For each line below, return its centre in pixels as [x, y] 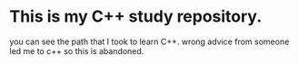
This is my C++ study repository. [136, 17]
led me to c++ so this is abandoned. [77, 50]
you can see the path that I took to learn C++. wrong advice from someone [149, 41]
